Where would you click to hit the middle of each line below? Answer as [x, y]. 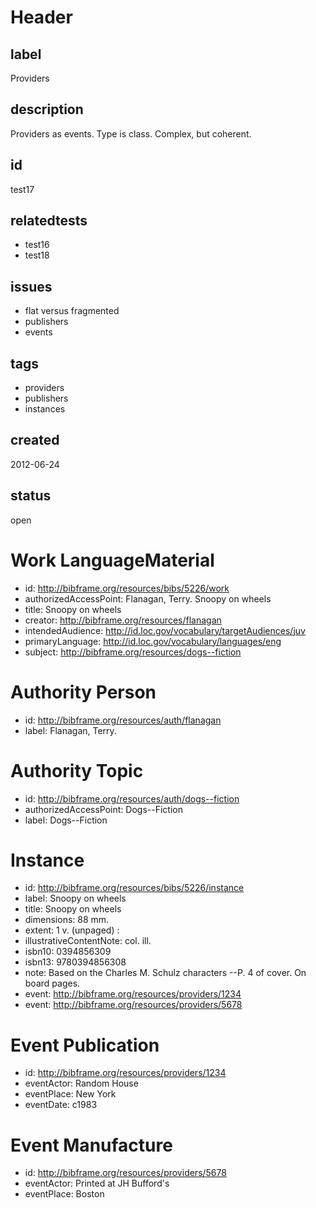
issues [31, 286]
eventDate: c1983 [61, 1105]
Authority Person [83, 692]
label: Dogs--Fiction [66, 820]
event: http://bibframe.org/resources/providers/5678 [133, 1005]
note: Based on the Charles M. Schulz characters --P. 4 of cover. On [165, 973]
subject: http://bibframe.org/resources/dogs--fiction [133, 652]
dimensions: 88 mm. [67, 920]
